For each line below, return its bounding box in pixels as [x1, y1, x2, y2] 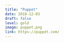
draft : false [5, 16, 32, 21]
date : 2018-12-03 [5, 12, 40, 16]
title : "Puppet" [5, 7, 38, 12]
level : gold [5, 20, 29, 26]
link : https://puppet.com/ [5, 29, 60, 34]
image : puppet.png [5, 25, 42, 30]
